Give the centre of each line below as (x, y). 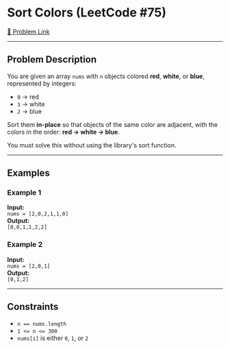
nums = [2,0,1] (29, 266)
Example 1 (24, 193)
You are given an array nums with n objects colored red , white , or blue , (106, 76)
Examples (28, 173)
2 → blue (29, 111)
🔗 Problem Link (28, 32)
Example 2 (25, 245)
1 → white (31, 104)
